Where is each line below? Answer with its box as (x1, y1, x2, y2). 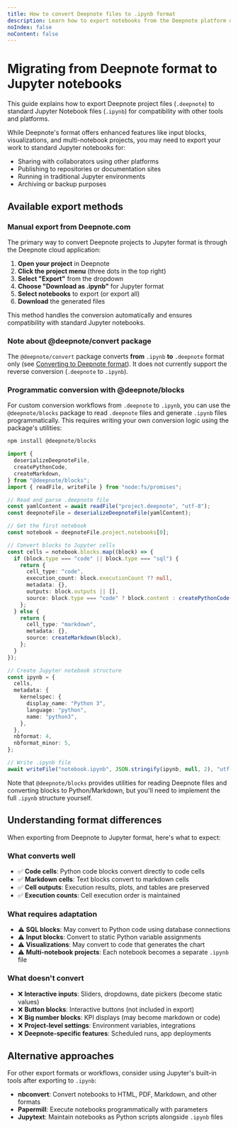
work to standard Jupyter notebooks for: (7, 144, 126, 152)
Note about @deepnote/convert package (7, 335, 152, 345)
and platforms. (7, 114, 50, 123)
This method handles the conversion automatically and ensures (7, 311, 193, 319)
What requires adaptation (7, 909, 98, 919)
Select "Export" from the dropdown (17, 274, 124, 283)
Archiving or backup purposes (17, 180, 107, 188)
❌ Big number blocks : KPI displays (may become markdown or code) (17, 1013, 221, 1021)
